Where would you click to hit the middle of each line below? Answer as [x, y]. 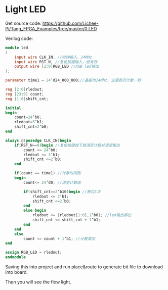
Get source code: [23, 23]
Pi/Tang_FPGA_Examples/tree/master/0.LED [51, 28]
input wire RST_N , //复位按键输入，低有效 [56, 62]
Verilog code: [19, 38]
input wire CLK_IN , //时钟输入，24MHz [53, 57]
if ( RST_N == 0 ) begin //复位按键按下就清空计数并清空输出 [67, 145]
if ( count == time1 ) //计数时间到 [48, 173]
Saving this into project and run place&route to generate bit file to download [84, 267]
